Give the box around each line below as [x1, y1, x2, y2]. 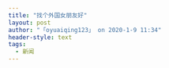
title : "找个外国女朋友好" [8, 11, 88, 20]
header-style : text [8, 33, 73, 41]
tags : [8, 41, 26, 48]
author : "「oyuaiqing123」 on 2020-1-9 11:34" [8, 26, 162, 34]
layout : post [8, 19, 51, 27]
